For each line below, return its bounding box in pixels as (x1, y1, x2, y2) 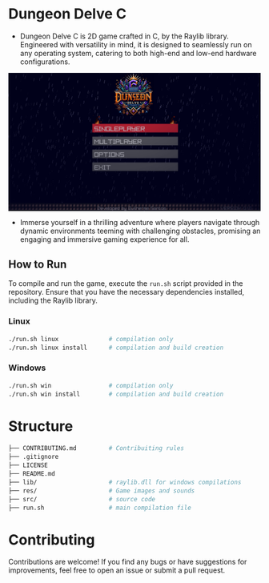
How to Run (8, 257, 67, 271)
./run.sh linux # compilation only (8, 335, 174, 343)
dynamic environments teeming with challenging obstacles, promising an (19, 226, 261, 235)
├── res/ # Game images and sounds (8, 486, 195, 495)
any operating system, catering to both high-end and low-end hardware (19, 48, 257, 58)
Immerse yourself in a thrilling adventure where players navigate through (19, 217, 260, 227)
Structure (8, 417, 74, 435)
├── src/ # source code (8, 495, 156, 503)
